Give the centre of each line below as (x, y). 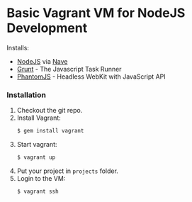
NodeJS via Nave (42, 61)
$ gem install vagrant (50, 131)
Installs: (18, 47)
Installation (27, 95)
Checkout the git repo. (50, 111)
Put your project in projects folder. (67, 171)
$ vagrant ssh (38, 191)
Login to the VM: (41, 178)
